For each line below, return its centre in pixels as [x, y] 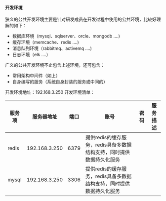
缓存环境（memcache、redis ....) [45, 42]
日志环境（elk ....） [31, 55]
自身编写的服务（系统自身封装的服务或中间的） [60, 82]
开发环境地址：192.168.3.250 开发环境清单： [50, 92]
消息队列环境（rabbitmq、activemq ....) [52, 48]
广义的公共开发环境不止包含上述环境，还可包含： [55, 65]
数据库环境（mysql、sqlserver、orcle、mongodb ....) [66, 36]
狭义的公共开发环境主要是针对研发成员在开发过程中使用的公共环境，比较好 [81, 19]
